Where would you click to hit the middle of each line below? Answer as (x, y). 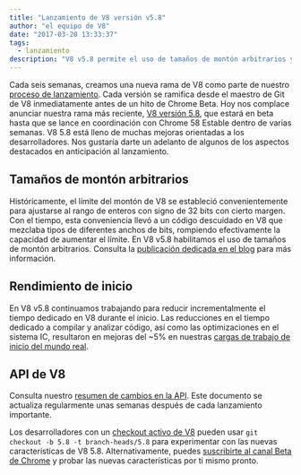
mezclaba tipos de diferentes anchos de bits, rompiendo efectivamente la (145, 229)
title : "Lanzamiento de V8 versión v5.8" (88, 17)
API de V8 (38, 374)
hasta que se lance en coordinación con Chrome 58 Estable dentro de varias (150, 123)
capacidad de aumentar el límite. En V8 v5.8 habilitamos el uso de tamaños (148, 239)
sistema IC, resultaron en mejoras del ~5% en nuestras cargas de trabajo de (150, 336)
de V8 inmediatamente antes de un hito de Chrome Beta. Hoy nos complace (150, 104)
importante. (30, 415)
